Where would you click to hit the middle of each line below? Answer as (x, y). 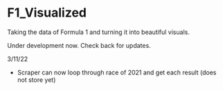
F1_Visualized (47, 13)
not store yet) (36, 80)
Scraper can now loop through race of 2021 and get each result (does (117, 72)
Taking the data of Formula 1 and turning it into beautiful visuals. (99, 32)
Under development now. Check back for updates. (79, 45)
